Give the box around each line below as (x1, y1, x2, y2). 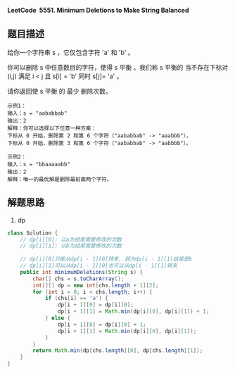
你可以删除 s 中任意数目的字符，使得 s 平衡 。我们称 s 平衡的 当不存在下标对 (7, 63, 229, 71)
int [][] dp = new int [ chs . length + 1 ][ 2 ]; (32, 282, 159, 289)
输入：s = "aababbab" (7, 109, 68, 117)
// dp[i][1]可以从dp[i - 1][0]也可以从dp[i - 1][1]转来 (20, 262, 178, 269)
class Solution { (7, 229, 58, 237)
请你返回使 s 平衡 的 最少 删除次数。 (7, 87, 113, 95)
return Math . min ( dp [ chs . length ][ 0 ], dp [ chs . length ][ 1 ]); (32, 347, 203, 354)
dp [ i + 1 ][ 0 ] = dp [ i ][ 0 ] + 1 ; (57, 320, 146, 328)
